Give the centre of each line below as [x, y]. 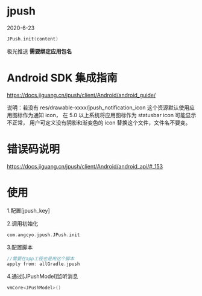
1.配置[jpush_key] [28, 210]
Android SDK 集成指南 [62, 78]
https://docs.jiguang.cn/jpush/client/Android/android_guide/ [81, 95]
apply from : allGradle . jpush [43, 264]
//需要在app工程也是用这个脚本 [41, 259]
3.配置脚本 [20, 247]
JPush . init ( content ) [33, 39]
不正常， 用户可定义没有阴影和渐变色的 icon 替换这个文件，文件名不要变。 [99, 123]
